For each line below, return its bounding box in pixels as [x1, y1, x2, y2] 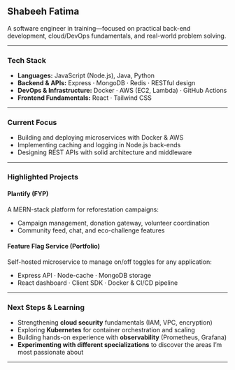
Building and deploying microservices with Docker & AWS [17, 133, 184, 142]
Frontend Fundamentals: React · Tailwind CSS [17, 94, 152, 102]
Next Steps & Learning [7, 302, 85, 312]
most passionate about [17, 348, 84, 357]
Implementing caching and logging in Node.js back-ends [17, 141, 181, 149]
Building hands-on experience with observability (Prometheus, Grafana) [17, 333, 227, 341]
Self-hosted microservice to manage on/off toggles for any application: [7, 258, 212, 266]
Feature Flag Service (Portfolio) [7, 242, 100, 251]
